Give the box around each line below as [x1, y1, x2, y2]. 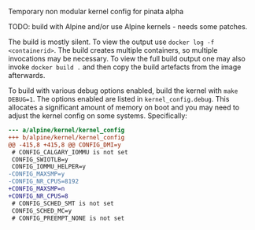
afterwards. [8, 71, 46, 80]
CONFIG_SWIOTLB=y [11, 155, 68, 164]
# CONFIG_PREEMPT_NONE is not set [11, 214, 125, 222]
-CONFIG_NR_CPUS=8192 [8, 177, 79, 186]
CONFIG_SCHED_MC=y [11, 206, 72, 215]
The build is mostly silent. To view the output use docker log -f [8, 37, 215, 46]
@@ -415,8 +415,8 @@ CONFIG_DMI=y [8, 141, 122, 149]
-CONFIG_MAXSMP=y [8, 170, 65, 178]
